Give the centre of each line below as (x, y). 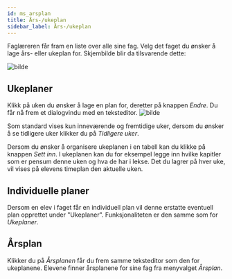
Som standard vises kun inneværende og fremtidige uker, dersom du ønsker (116, 126)
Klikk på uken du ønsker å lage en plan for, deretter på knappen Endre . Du (113, 105)
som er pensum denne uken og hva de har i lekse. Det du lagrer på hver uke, (116, 162)
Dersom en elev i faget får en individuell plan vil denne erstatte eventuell (110, 207)
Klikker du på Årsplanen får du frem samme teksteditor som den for (104, 260)
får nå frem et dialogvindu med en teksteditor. (72, 113)
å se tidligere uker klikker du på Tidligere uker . (73, 134)
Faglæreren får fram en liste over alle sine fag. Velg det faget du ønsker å (111, 46)
